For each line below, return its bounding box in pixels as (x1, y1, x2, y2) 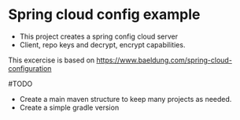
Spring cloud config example (8, 6, 201, 24)
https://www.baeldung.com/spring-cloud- (96, 55, 232, 65)
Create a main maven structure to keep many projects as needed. (19, 94, 232, 103)
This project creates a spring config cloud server (19, 32, 179, 41)
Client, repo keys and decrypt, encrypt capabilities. (19, 39, 186, 49)
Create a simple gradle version (19, 103, 120, 112)
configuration (8, 63, 52, 73)
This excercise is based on (8, 55, 95, 65)
